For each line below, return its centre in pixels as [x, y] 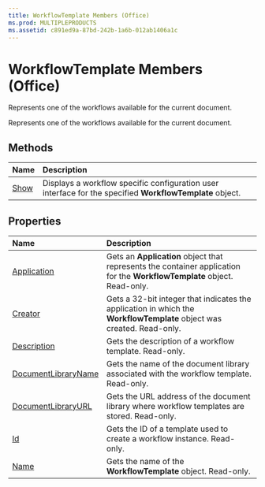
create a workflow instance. [157, 438]
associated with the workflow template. [179, 374]
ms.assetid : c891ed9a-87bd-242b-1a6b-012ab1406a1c [93, 30]
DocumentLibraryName [56, 374]
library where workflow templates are [175, 406]
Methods [31, 148]
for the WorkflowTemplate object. [170, 276]
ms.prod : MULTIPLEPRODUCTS [52, 23]
